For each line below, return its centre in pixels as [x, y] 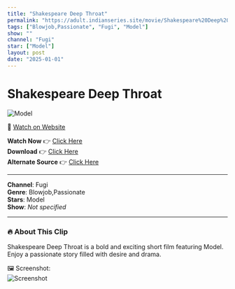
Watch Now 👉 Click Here [45, 141]
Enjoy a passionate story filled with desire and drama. [84, 254]
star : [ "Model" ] [31, 46]
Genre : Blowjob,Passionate [46, 192]
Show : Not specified [37, 206]
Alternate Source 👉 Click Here [53, 162]
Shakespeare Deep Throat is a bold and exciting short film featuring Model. [115, 246]
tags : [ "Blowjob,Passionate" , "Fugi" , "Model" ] [78, 27]
